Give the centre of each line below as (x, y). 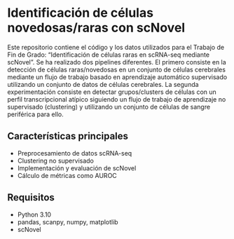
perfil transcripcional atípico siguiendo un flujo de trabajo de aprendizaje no (117, 99)
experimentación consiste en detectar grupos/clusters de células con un (112, 92)
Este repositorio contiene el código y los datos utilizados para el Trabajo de (116, 47)
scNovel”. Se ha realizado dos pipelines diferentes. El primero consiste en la (117, 62)
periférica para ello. (36, 114)
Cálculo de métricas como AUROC (67, 175)
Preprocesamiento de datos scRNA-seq (75, 153)
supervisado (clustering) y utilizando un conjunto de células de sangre (109, 107)
